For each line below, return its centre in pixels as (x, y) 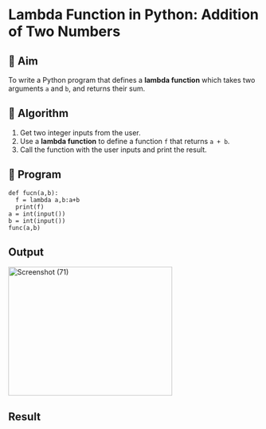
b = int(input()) (37, 220)
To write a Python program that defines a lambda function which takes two (132, 80)
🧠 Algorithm (39, 113)
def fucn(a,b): (33, 193)
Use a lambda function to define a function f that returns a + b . (125, 141)
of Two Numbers (65, 31)
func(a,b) (25, 228)
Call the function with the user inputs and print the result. (113, 150)
